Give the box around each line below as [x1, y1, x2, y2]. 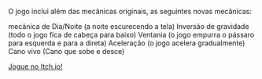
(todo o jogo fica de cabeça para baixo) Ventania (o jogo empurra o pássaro [8, 31, 255, 39]
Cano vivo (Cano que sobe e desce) [8, 47, 125, 56]
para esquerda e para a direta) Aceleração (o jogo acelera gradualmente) [8, 38, 245, 48]
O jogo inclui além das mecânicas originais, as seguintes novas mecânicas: [8, 7, 252, 16]
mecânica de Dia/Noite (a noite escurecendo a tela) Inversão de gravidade [8, 22, 249, 31]
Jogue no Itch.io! [8, 62, 63, 71]
